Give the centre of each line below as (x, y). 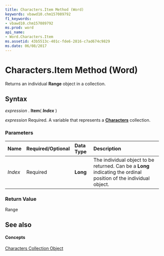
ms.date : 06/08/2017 (26, 46)
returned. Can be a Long (122, 166)
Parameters (19, 133)
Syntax (16, 99)
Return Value (21, 199)
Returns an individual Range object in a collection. (55, 84)
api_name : (15, 32)
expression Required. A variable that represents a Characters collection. (78, 120)
